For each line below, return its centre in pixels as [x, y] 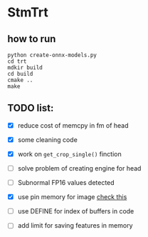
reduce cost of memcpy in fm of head [73, 125]
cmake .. [20, 80]
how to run [32, 39]
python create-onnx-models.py [52, 55]
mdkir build [25, 68]
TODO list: [31, 108]
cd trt [17, 61]
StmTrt [28, 12]
